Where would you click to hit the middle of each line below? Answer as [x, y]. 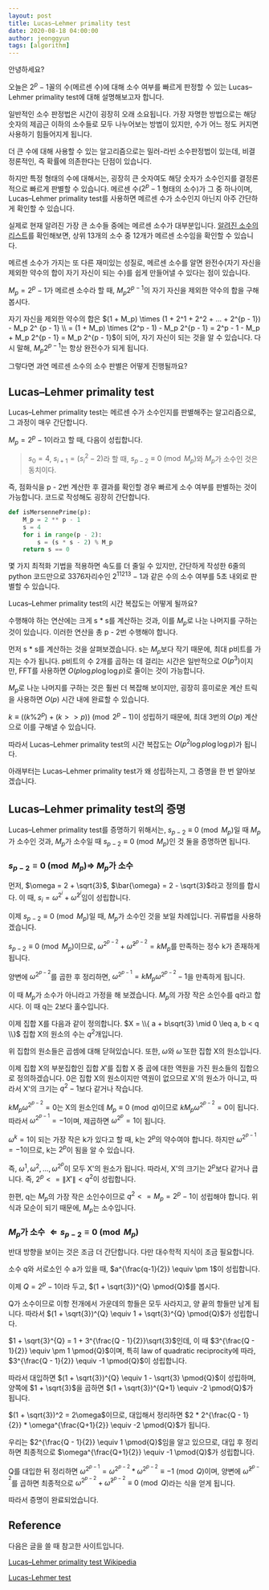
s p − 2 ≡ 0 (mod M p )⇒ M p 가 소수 [71, 866]
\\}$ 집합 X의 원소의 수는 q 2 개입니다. [65, 1033]
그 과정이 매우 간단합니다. [48, 422]
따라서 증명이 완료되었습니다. [53, 1500]
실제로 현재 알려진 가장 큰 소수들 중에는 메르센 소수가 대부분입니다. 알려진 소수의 [134, 226]
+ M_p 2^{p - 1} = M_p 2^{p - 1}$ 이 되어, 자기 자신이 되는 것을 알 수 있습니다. [130, 337]
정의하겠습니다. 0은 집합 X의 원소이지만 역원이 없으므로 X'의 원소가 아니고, [132, 1078]
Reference [35, 1525]
